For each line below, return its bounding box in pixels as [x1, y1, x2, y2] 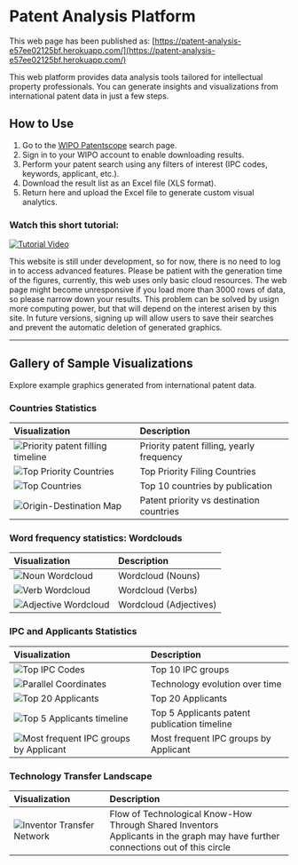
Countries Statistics [9, 401, 98, 414]
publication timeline [150, 718, 232, 730]
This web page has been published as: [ [9, 36, 155, 46]
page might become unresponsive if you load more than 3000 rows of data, [9, 284, 286, 295]
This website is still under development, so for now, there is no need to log [9, 256, 281, 267]
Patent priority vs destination [139, 495, 260, 507]
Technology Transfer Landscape [9, 770, 153, 782]
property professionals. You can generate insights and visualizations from [9, 81, 279, 91]
